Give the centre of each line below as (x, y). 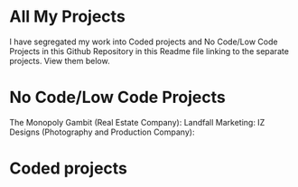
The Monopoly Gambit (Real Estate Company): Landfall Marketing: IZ (137, 122)
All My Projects (68, 17)
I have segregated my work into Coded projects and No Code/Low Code (144, 42)
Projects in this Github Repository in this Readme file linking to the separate (149, 51)
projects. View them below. (60, 61)
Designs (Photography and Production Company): (102, 132)
